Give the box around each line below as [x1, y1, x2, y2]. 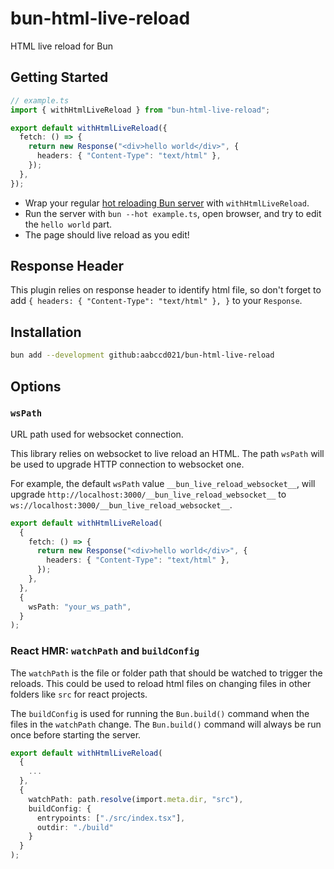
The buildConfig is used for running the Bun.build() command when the [10, 707, 310, 719]
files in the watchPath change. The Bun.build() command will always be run [10, 718, 322, 730]
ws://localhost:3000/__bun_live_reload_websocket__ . [10, 498, 233, 511]
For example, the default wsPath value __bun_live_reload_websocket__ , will [10, 477, 316, 489]
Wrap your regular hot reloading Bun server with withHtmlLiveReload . [24, 197, 310, 209]
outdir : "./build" [36, 822, 114, 832]
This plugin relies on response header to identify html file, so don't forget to [10, 284, 322, 296]
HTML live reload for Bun [10, 40, 113, 52]
